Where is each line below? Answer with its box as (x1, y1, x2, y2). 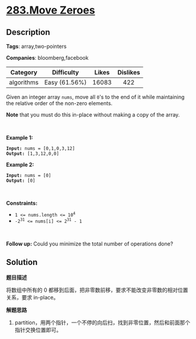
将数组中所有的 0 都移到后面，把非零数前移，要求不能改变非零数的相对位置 (6, 286, 188, 293)
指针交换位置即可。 (14, 326, 62, 333)
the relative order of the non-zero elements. (6, 100, 113, 106)
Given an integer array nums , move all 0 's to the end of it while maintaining (6, 93, 185, 101)
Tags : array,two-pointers (6, 43, 67, 50)
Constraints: (6, 199, 38, 206)
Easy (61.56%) (44, 78, 87, 86)
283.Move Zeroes (6, 4, 96, 17)
